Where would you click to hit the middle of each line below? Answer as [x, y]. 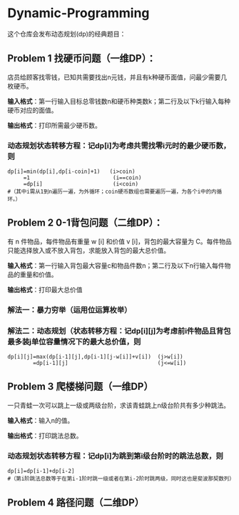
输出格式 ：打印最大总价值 [45, 289]
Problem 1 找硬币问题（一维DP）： [82, 59]
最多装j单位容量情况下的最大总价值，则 [74, 341]
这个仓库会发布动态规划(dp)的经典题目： [67, 34]
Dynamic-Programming [78, 13]
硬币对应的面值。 [32, 110]
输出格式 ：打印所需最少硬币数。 [54, 125]
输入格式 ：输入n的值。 [41, 420]
